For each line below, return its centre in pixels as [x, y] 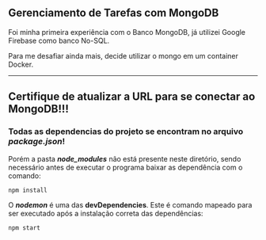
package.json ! [37, 142]
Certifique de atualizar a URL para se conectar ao [132, 97]
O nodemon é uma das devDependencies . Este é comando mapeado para [130, 205]
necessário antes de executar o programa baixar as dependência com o [125, 167]
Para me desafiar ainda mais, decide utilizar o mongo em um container [123, 55]
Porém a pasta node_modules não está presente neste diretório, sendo [125, 158]
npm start [25, 228]
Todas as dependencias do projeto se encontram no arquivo [126, 131]
